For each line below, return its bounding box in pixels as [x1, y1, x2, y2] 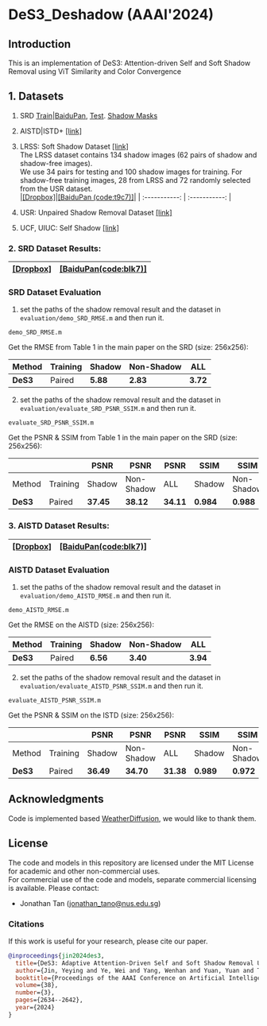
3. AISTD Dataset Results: [8, 521, 110, 532]
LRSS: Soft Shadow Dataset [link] [19, 141, 129, 151]
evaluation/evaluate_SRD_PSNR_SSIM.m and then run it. [19, 404, 196, 413]
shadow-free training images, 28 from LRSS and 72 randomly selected [19, 175, 251, 184]
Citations [8, 918, 44, 929]
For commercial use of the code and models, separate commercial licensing [8, 874, 257, 884]
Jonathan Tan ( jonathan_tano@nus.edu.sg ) [19, 898, 161, 908]
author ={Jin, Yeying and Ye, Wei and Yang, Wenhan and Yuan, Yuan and [15, 966, 254, 974]
